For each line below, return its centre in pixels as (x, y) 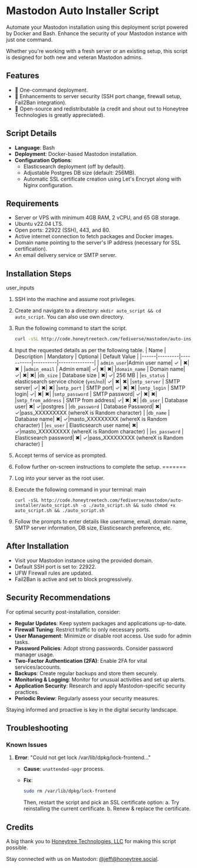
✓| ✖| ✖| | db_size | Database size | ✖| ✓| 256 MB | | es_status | (91, 375)
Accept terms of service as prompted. (61, 455)
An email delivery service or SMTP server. (66, 255)
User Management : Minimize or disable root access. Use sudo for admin (103, 636)
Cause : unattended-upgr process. (64, 769)
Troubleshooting (37, 728)
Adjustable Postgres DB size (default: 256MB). (80, 172)
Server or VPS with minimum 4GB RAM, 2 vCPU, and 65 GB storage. (97, 218)
